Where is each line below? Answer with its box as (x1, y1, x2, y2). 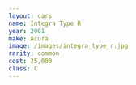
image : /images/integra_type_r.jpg (8, 42, 129, 50)
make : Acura (8, 34, 49, 43)
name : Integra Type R (8, 19, 82, 28)
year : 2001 (8, 27, 45, 35)
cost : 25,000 (8, 57, 53, 66)
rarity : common (8, 49, 60, 57)
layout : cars (8, 11, 53, 20)
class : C (8, 65, 38, 73)
